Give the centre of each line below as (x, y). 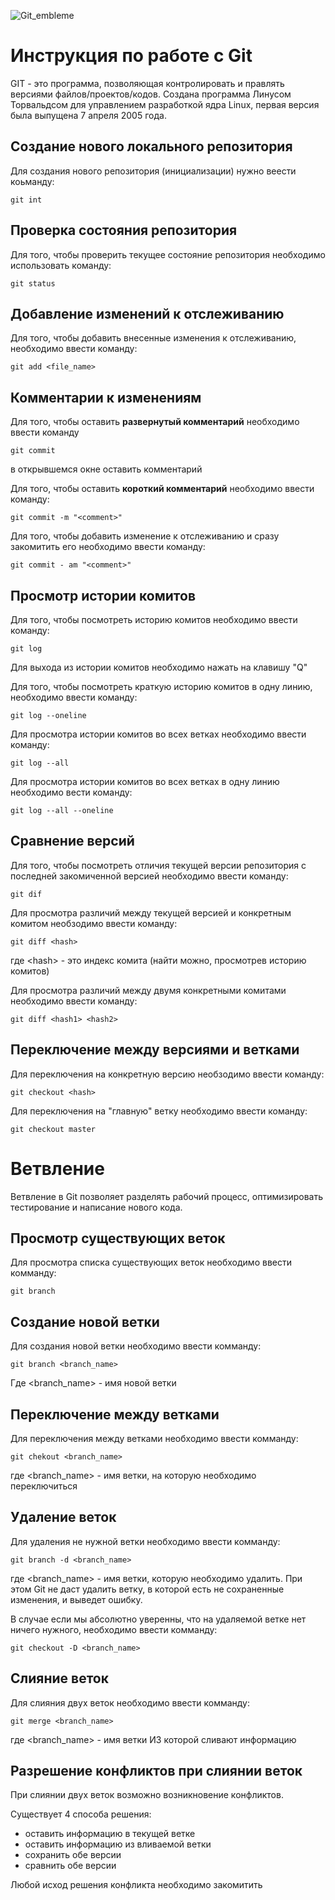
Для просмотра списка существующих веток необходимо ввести (151, 1262)
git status (33, 283)
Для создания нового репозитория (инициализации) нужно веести (153, 171)
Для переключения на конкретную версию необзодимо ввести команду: (167, 1074)
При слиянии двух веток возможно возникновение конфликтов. (147, 1795)
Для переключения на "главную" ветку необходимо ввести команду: (159, 1111)
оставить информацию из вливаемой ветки (118, 1844)
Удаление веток (63, 1517)
